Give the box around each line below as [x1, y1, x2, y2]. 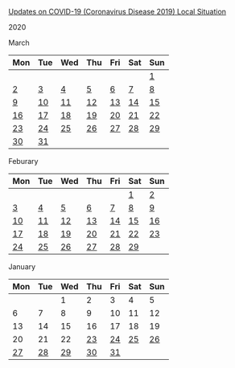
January [8, 262, 36, 272]
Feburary [8, 157, 39, 166]
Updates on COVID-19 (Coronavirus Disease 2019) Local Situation [8, 7, 227, 16]
